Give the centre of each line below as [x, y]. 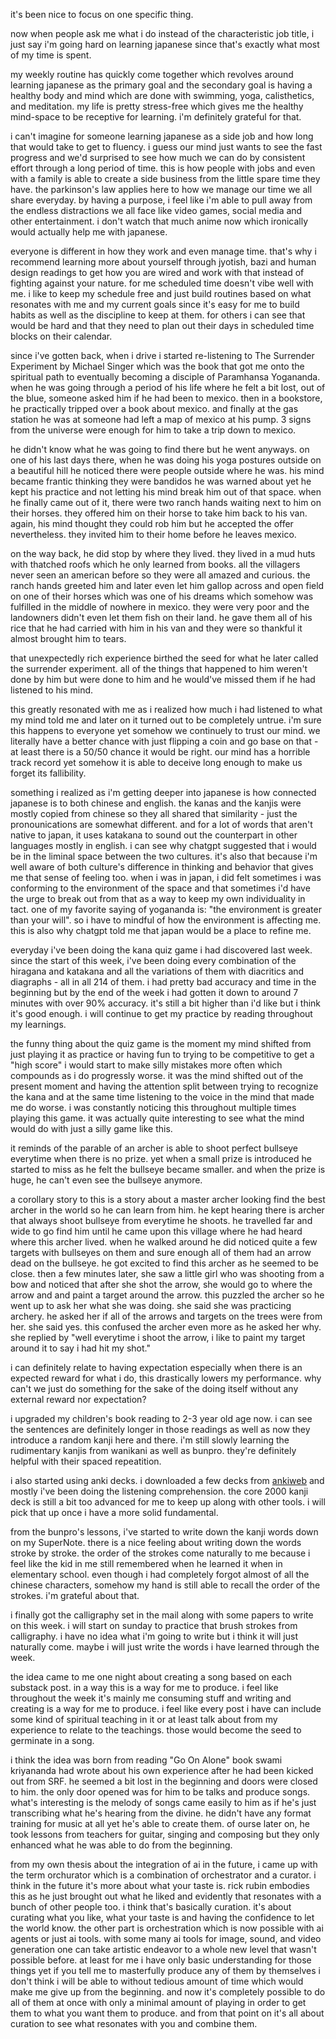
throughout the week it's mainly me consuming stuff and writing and [151, 1698]
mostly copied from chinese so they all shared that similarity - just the [154, 813]
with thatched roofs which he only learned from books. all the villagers [155, 564]
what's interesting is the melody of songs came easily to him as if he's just [163, 1802]
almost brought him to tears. [68, 638]
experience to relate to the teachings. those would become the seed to [156, 1730]
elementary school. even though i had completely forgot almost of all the [160, 1574]
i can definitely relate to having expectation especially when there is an [156, 1367]
